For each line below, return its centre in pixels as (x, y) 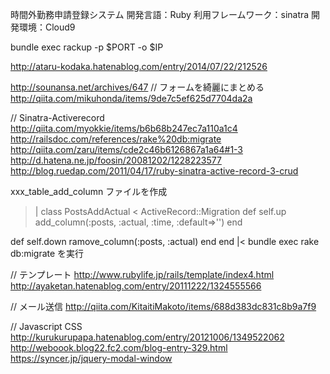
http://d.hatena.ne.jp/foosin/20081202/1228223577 (116, 160)
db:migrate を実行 (47, 253)
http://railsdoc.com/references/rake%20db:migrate (116, 139)
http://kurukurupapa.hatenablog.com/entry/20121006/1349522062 (147, 337)
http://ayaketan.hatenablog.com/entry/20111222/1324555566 (136, 286)
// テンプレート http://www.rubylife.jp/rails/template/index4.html (142, 274)
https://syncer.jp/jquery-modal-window (91, 358)
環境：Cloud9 (47, 27)
